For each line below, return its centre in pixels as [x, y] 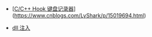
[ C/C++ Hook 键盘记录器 [43, 9]
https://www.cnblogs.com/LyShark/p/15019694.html [79, 16]
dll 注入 [21, 28]
